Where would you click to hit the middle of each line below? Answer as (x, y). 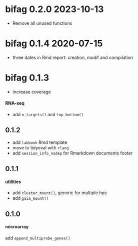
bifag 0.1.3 (27, 78)
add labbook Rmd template (40, 142)
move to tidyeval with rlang (40, 147)
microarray (17, 227)
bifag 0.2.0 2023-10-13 (54, 9)
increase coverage (31, 92)
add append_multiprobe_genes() (38, 238)
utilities (13, 182)
